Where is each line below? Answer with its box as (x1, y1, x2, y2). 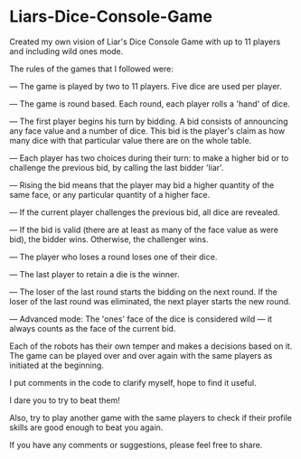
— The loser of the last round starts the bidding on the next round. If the (9, 286, 277, 297)
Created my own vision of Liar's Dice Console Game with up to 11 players (9, 36, 281, 47)
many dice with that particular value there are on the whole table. (9, 135, 252, 145)
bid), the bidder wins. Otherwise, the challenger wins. (9, 233, 209, 245)
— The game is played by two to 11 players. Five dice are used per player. (9, 80, 282, 91)
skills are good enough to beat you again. (9, 422, 164, 433)
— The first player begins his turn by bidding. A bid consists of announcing (9, 116, 288, 126)
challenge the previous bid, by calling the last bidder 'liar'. (9, 162, 224, 173)
